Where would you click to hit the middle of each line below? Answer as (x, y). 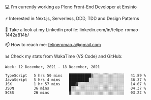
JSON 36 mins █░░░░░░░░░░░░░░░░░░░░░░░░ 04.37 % (76, 88)
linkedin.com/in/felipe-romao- (110, 30)
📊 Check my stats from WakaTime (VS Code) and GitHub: (64, 56)
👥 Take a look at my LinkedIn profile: (42, 30)
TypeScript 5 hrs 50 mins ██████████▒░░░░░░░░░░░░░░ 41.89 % (76, 76)
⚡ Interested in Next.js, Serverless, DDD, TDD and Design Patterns (72, 18)
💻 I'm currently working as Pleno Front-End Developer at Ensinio (71, 7)
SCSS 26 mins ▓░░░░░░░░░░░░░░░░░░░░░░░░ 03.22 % (76, 93)
